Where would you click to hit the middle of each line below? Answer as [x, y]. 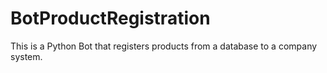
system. [26, 56]
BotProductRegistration [110, 18]
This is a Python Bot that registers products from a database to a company [164, 46]
